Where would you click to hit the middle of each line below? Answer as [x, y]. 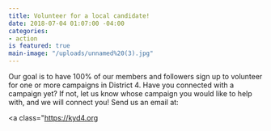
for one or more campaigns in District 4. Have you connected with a [121, 85]
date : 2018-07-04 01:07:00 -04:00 [67, 23]
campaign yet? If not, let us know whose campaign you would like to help [130, 93]
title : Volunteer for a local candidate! [79, 16]
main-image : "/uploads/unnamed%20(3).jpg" [81, 53]
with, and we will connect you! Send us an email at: [94, 102]
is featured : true [39, 46]
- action [23, 38]
